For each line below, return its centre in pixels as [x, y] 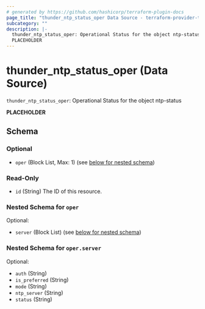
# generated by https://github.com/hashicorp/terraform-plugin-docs [95, 12]
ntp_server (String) [39, 293]
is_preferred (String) [42, 280]
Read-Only [23, 178]
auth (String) [31, 273]
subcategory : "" [27, 23]
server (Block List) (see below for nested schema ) [78, 232]
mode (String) [31, 286]
